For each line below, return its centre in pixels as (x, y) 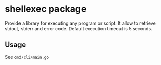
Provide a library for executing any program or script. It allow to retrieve (80, 23)
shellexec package (46, 9)
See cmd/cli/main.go (27, 57)
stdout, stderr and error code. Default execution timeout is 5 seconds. (78, 28)
